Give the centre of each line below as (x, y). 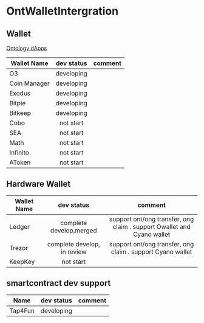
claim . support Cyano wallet (152, 252)
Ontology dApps (27, 48)
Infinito (19, 152)
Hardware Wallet (39, 184)
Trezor (19, 248)
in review (73, 252)
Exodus (20, 93)
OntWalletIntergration (63, 11)
